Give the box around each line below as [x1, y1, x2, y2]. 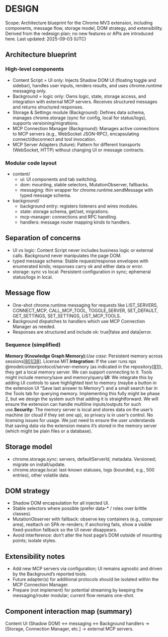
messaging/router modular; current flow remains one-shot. [12, 593, 135, 599]
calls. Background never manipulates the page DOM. [12, 252, 122, 258]
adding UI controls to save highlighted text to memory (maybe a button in [5, 380, 157, 386]
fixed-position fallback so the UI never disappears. [12, 527, 118, 533]
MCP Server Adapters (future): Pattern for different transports [12, 141, 141, 147]
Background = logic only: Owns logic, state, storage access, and [12, 93, 146, 99]
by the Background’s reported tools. [12, 571, 87, 577]
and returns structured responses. [12, 104, 84, 110]
